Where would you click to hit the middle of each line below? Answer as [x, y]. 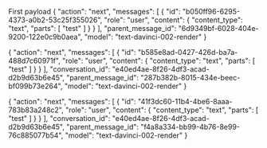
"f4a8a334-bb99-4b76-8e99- [190, 127]
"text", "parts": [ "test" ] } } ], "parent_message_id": [92, 28]
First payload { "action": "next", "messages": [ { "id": [94, 12]
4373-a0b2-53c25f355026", [55, 20]
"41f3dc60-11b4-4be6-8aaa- [185, 101]
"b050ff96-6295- [211, 12]
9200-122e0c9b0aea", [45, 37]
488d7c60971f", [35, 60]
